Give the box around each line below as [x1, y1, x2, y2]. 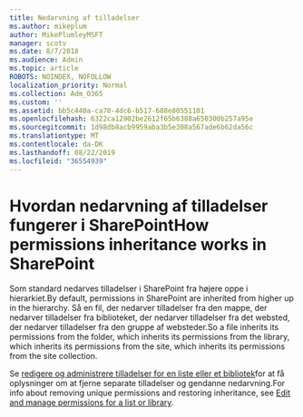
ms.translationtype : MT [9, 131, 100, 141]
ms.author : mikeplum [9, 22, 88, 31]
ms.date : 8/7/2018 [9, 47, 79, 56]
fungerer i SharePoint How [9, 215, 210, 236]
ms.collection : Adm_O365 [9, 89, 103, 98]
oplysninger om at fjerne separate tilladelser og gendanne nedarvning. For [9, 378, 286, 389]
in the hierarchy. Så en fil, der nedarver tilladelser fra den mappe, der [9, 303, 268, 314]
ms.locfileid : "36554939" [9, 156, 107, 166]
